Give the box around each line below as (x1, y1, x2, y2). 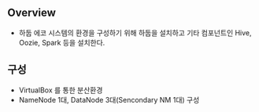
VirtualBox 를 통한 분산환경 (18, 85, 103, 95)
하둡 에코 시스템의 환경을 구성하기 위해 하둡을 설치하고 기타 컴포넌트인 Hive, (18, 27, 253, 38)
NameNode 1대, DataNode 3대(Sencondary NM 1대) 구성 (18, 95, 200, 104)
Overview (7, 6, 57, 20)
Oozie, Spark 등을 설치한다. (18, 38, 105, 47)
